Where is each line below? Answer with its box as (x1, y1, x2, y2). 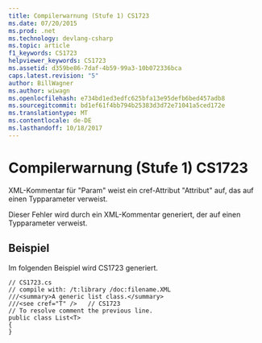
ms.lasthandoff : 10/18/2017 (8, 124, 103, 132)
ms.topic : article (8, 42, 70, 50)
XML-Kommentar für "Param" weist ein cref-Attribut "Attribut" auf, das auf (8, 185, 254, 195)
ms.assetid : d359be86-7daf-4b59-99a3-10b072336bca (8, 64, 182, 72)
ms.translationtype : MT (8, 110, 89, 118)
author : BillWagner (8, 79, 74, 87)
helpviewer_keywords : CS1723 (8, 57, 106, 65)
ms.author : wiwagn (8, 86, 70, 95)
